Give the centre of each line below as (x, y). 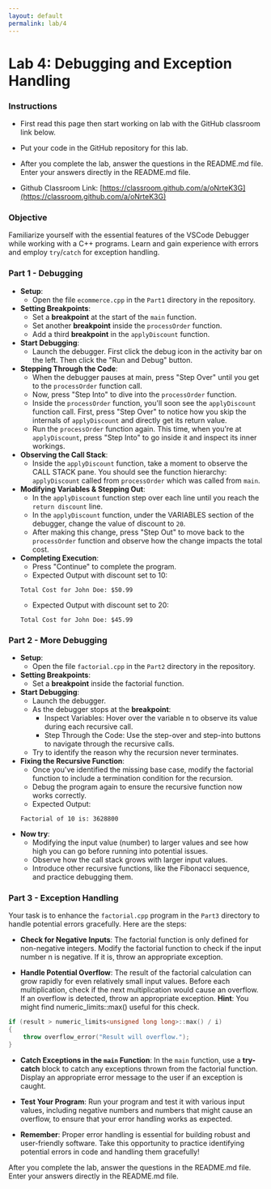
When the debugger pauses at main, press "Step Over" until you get (146, 377)
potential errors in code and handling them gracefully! (110, 1152)
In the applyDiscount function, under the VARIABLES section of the (143, 514)
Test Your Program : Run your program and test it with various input (132, 1102)
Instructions (33, 106)
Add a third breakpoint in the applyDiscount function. (121, 334)
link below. (38, 132)
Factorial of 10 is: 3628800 (69, 819)
